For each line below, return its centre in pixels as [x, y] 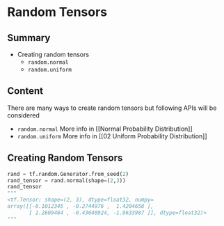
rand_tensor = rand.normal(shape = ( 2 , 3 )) [67, 180]
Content [25, 91]
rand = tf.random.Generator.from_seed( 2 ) [68, 174]
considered [23, 115]
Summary [29, 38]
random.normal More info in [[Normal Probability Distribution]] [105, 129]
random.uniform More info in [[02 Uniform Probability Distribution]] [112, 136]
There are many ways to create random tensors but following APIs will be [112, 108]
